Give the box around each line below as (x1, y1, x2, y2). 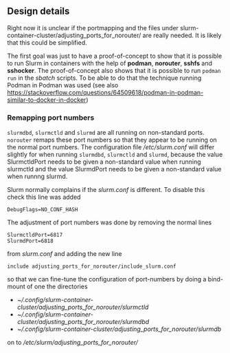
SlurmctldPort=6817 (7, 232, 63, 239)
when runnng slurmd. (7, 172, 68, 181)
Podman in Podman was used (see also (7, 81, 119, 89)
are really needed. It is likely (142, 31, 222, 39)
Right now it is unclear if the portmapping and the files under (7, 23, 179, 32)
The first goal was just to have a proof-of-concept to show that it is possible (7, 52, 222, 60)
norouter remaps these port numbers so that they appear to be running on (7, 136, 218, 144)
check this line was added (7, 193, 81, 202)
